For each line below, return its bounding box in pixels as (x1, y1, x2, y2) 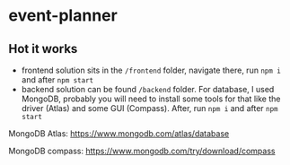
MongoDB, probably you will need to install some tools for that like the (21, 93, 281, 104)
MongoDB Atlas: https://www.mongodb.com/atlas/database (8, 128, 230, 139)
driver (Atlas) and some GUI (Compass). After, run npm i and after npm (21, 103, 278, 113)
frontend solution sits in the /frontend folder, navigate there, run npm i (21, 65, 282, 75)
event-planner (8, 5, 118, 26)
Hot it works (8, 41, 78, 56)
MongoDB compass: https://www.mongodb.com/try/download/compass (8, 145, 276, 156)
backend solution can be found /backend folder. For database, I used (21, 84, 275, 94)
